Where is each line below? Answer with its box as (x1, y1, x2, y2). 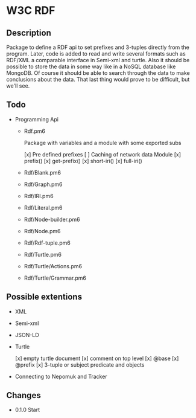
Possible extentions (6, 292, 83, 302)
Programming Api (14, 115, 59, 123)
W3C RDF (6, 4, 55, 18)
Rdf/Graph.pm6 (24, 181, 63, 188)
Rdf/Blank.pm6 (24, 169, 62, 176)
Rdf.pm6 (24, 127, 45, 135)
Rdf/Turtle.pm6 (24, 251, 62, 258)
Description (6, 28, 51, 38)
